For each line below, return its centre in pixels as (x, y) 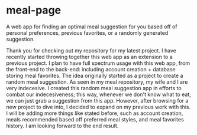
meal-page (33, 10)
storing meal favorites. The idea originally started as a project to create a (95, 75)
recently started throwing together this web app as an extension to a (89, 57)
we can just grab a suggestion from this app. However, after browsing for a (97, 100)
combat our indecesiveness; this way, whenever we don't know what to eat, (98, 94)
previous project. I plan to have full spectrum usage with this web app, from (98, 63)
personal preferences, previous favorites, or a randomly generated (87, 32)
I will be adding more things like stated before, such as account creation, (95, 113)
